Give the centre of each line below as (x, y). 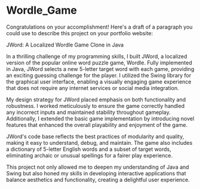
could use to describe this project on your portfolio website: (80, 33)
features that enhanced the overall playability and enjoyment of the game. (97, 125)
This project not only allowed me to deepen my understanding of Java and (98, 167)
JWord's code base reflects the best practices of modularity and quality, (95, 136)
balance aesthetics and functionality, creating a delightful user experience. (98, 179)
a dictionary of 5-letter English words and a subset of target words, (89, 149)
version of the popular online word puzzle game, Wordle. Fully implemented (99, 63)
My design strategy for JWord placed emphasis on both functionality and (96, 100)
